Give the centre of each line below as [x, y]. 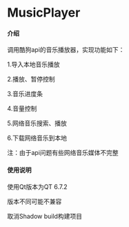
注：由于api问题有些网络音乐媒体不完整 [63, 153]
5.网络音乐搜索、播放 [37, 123]
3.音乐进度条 [25, 94]
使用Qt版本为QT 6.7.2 [37, 187]
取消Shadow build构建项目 [45, 216]
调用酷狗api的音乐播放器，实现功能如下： [66, 50]
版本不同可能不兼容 [34, 201]
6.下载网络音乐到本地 [37, 138]
